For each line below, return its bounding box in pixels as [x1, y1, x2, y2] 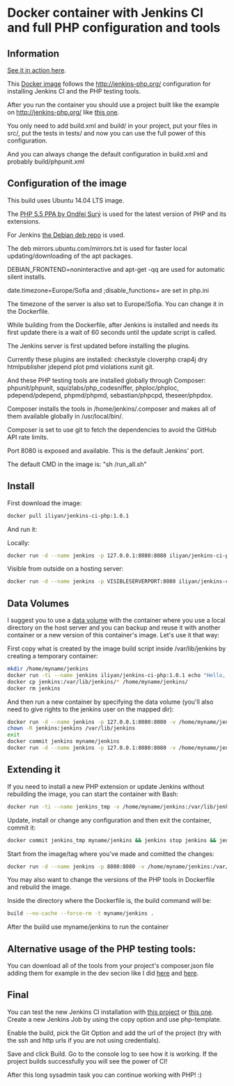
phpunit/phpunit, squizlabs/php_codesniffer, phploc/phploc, [7, 383, 179, 392]
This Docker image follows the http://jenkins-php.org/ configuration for [7, 80, 211, 88]
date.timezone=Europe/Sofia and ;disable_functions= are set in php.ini [7, 286, 210, 294]
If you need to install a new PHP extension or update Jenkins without [7, 782, 205, 790]
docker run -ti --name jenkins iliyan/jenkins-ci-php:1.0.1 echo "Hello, [7, 672, 226, 679]
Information [7, 48, 60, 59]
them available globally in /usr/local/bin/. [7, 412, 123, 420]
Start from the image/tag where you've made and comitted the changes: [7, 849, 214, 857]
